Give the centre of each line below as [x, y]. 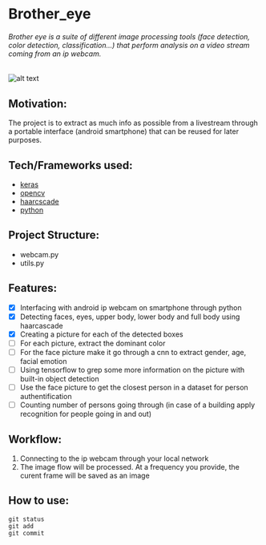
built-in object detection [59, 379]
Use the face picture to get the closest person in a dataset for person [134, 388]
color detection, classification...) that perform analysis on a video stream [129, 45]
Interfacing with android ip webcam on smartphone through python [131, 307]
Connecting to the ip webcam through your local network [114, 458]
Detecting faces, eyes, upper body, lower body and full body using [130, 317]
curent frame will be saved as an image [85, 475]
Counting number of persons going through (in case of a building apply [137, 405]
